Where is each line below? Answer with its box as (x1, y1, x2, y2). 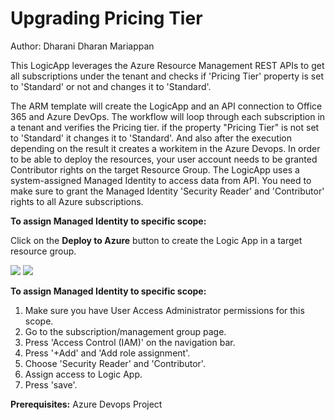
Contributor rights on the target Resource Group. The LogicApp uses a (10, 163, 300, 176)
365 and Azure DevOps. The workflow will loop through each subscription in (10, 110, 326, 122)
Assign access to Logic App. (24, 368, 143, 380)
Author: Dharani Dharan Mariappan (10, 40, 155, 52)
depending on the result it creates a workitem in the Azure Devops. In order (10, 142, 321, 154)
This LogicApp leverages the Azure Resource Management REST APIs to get (10, 59, 325, 71)
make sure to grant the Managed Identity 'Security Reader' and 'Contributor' (10, 185, 325, 197)
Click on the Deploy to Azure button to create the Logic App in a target (10, 234, 303, 246)
